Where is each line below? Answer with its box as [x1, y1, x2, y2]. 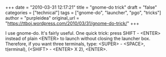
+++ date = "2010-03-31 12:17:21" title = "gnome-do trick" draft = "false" [5, 5, 157, 10]
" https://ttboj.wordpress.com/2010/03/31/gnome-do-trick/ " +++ [5, 20, 140, 26]
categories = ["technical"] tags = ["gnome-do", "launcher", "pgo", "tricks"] [5, 10, 161, 16]
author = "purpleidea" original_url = [5, 15, 80, 21]
